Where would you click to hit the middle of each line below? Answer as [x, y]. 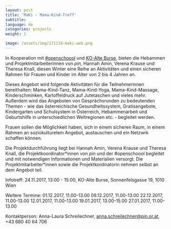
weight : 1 [16, 34]
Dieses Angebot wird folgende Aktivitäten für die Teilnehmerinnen [75, 84]
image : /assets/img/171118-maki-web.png [49, 43]
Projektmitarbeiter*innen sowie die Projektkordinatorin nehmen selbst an [82, 164]
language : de [19, 24]
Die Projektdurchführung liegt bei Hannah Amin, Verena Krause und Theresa [86, 148]
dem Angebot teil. [24, 170]
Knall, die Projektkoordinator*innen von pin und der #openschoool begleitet [85, 153]
